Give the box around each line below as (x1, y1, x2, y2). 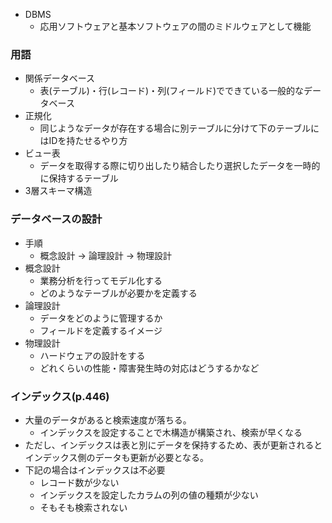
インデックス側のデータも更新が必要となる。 (24, 451, 209, 463)
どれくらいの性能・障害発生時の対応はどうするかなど (39, 362, 260, 374)
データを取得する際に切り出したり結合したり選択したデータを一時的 (39, 160, 321, 172)
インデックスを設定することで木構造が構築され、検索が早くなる (39, 426, 303, 438)
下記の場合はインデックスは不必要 (24, 464, 166, 476)
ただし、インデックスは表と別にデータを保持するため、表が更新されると (24, 439, 323, 451)
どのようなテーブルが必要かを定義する (39, 287, 198, 299)
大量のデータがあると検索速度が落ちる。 (24, 414, 192, 426)
